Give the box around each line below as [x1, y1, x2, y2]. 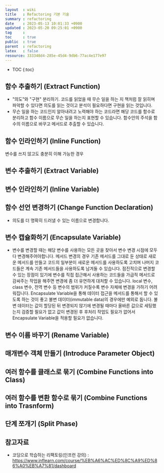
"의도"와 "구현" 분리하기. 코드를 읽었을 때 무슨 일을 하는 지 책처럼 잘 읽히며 [12, 96, 155, 102]
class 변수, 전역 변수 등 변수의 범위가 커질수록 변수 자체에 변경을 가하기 [12, 284, 148, 290]
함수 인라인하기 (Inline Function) [5, 137, 101, 145]
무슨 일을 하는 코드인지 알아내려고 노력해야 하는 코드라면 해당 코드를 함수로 [12, 109, 156, 115]
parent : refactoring [5, 44, 52, 49]
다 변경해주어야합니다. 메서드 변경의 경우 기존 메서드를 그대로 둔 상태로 [12, 253, 147, 259]
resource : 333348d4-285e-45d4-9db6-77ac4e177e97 [5, 53, 107, 58]
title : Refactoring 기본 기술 [5, 12, 70, 17]
